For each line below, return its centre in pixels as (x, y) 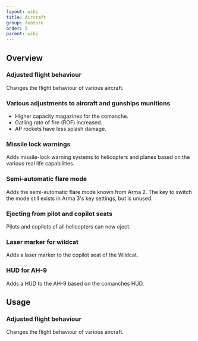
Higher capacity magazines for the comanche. (72, 116)
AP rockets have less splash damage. (61, 129)
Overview (25, 58)
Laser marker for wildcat (43, 242)
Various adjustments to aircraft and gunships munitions (88, 103)
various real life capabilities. (40, 164)
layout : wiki (22, 12)
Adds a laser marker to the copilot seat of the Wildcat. (72, 255)
